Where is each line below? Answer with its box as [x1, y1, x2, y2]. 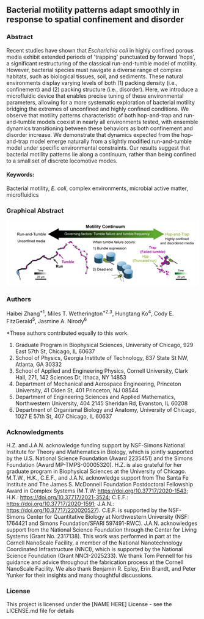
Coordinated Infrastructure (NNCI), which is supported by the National [6, 545, 183, 552]
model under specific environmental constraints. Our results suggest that [6, 144, 191, 152]
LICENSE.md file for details [6, 607, 75, 615]
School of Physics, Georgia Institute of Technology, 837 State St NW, [15, 354, 189, 361]
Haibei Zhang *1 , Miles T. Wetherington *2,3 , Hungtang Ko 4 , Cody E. [6, 309, 174, 317]
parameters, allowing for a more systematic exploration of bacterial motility [6, 98, 195, 106]
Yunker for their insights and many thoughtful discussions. [6, 571, 153, 579]
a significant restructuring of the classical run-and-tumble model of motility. [6, 59, 197, 67]
